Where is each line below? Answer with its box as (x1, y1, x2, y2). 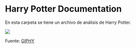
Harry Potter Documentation (5, 3, 122, 15)
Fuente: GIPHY (5, 38, 35, 44)
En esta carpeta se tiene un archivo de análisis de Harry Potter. (5, 19, 131, 25)
